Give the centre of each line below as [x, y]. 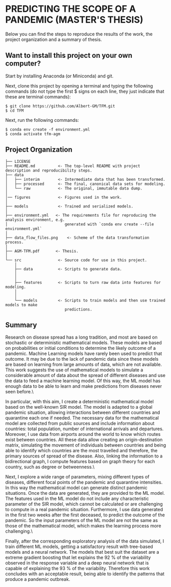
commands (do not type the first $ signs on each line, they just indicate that [85, 91]
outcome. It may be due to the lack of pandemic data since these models [82, 359]
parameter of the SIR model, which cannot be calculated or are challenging [84, 504]
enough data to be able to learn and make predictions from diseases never [84, 386]
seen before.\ [20, 392]
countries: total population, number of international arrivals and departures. [84, 429]
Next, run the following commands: [42, 120]
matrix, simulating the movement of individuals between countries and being [86, 445]
